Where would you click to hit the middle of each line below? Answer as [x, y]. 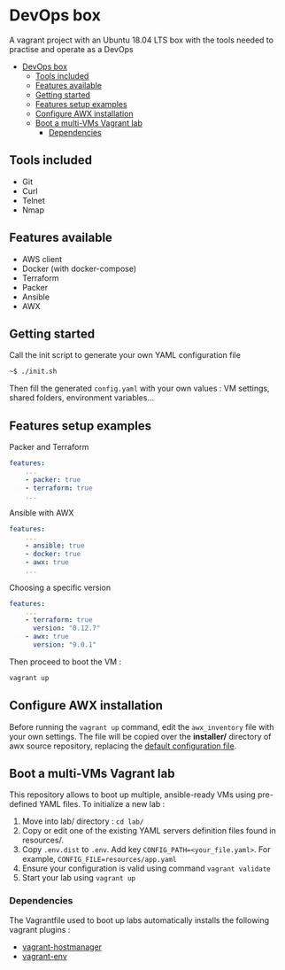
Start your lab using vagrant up [78, 878]
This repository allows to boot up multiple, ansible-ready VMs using [132, 795]
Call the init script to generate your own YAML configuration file [125, 355]
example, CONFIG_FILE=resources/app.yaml [99, 859]
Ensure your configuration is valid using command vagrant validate [146, 868]
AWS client [42, 259]
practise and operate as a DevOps [72, 49]
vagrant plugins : [40, 929]
